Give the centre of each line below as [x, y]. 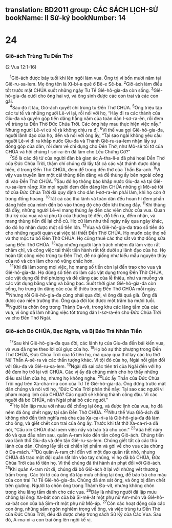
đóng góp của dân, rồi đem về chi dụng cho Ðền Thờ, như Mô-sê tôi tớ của [84, 146]
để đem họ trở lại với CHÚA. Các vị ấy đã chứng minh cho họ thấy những [82, 372]
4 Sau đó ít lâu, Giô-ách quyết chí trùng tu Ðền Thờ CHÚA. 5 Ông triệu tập [86, 107]
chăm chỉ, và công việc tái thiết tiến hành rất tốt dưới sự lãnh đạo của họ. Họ [86, 250]
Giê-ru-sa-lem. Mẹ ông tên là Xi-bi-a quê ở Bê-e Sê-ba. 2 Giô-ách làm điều [84, 84]
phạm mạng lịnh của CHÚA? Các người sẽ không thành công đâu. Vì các [81, 394]
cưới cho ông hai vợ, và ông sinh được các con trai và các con [93, 96]
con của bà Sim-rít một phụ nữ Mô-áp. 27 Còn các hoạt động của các [93, 503]
